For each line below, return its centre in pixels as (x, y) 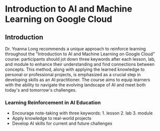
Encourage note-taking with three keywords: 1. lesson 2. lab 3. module (82, 113)
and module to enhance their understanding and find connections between (80, 64)
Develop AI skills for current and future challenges (62, 123)
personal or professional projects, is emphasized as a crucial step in (73, 74)
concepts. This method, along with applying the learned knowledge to (75, 69)
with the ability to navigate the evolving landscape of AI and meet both (75, 85)
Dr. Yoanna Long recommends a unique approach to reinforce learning (76, 49)
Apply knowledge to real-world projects (52, 118)
